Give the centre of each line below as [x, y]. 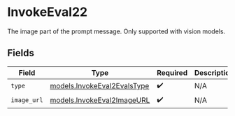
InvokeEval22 [48, 12]
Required [172, 72]
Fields [21, 53]
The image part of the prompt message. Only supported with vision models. [116, 31]
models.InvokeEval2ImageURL [100, 100]
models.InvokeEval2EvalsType [100, 86]
